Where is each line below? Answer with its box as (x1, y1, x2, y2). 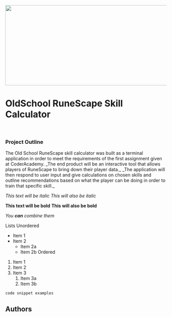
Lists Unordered (5, 222, 39, 229)
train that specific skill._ (5, 183, 55, 189)
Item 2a (20, 244, 37, 250)
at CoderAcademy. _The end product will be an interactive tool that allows (5, 161, 161, 167)
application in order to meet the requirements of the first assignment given (5, 156, 162, 162)
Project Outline (5, 138, 44, 145)
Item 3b (20, 281, 37, 287)
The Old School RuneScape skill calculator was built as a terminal (5, 150, 143, 156)
